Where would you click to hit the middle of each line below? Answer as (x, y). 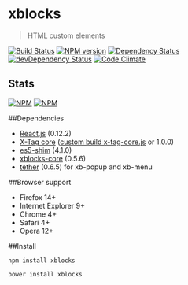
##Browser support (40, 182)
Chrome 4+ (38, 214)
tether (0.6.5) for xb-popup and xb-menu (86, 167)
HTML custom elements (66, 35)
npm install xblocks (42, 261)
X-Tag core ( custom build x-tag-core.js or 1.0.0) (97, 142)
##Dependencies (36, 118)
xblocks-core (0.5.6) (53, 158)
